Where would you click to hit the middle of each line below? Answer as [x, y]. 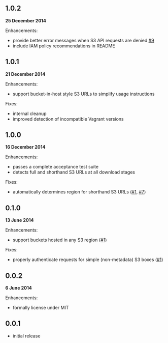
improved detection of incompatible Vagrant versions [68, 119]
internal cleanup [29, 113]
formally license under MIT [41, 308]
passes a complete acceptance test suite [56, 167]
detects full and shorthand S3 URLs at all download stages [74, 172]
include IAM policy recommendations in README [64, 46]
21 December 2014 [25, 74]
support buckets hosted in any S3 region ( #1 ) [60, 240]
